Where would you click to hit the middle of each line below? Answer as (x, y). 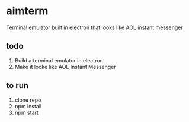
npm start (26, 112)
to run (17, 85)
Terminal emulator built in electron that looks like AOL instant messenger (95, 27)
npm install (28, 106)
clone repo (28, 100)
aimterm (27, 11)
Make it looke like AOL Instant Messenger (65, 67)
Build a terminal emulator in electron (59, 60)
